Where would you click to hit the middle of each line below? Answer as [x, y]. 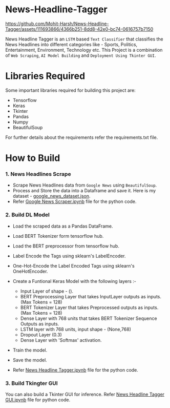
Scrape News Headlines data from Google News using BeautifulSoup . [85, 185]
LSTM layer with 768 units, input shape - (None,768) [76, 329]
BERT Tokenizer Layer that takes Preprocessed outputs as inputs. [89, 307]
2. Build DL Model [27, 215]
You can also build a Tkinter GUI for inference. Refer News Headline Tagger [85, 394]
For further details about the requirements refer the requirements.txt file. [82, 137]
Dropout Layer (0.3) [41, 335]
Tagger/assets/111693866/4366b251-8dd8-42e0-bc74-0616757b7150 [79, 29]
